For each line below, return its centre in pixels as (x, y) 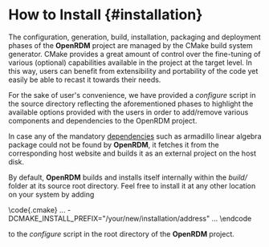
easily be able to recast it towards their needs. (85, 79)
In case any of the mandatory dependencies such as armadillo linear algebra (135, 136)
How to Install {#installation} (106, 15)
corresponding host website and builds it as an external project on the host (132, 153)
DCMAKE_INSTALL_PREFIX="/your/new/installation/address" (109, 218)
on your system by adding (51, 194)
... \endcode (232, 218)
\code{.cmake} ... (37, 209)
